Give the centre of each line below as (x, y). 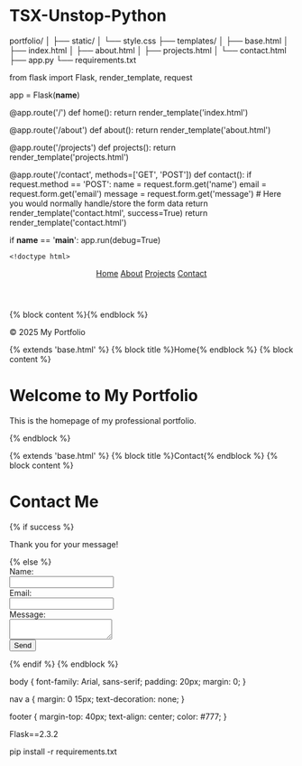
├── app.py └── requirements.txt (73, 60)
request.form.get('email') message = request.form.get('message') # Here (146, 193)
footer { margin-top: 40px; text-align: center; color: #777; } (118, 716)
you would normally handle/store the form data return (109, 203)
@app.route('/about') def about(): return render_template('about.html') (140, 130)
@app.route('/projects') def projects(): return (93, 147)
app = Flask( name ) (45, 95)
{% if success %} (42, 527)
